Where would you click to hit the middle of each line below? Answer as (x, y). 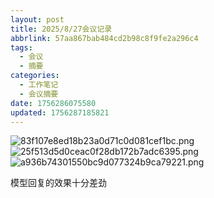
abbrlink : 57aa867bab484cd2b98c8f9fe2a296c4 (104, 38)
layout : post (37, 19)
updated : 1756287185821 (60, 112)
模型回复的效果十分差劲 (58, 183)
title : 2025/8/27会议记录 (61, 29)
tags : (21, 47)
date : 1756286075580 (53, 103)
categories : (35, 76)
